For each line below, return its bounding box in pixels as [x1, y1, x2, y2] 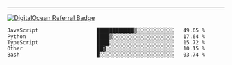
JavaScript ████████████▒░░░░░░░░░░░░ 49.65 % [7, 27, 206, 34]
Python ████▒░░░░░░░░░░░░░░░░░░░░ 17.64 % [7, 33, 206, 40]
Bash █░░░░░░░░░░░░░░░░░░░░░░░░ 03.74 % [7, 51, 206, 58]
